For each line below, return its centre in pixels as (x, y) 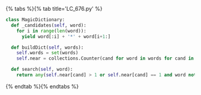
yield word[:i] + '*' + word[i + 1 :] (66, 36)
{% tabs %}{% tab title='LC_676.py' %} (54, 9)
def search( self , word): (42, 69)
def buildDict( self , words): (47, 47)
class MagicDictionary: (35, 20)
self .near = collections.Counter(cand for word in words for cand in (105, 59)
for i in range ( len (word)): (51, 31)
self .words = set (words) (47, 53)
